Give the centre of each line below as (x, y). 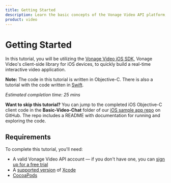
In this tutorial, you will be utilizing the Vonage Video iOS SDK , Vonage (79, 59)
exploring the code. (26, 121)
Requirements (28, 137)
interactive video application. (36, 70)
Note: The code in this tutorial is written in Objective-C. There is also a (79, 80)
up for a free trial (30, 165)
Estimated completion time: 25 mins (43, 95)
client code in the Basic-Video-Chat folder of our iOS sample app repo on (83, 110)
